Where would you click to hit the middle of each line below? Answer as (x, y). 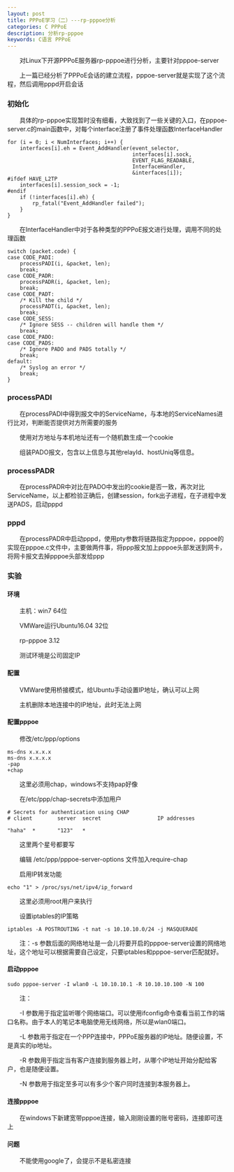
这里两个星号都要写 (47, 844)
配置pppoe (23, 722)
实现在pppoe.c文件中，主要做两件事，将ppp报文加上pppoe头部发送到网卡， (117, 548)
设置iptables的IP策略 (49, 916)
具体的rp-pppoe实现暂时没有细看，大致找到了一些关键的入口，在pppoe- (123, 120)
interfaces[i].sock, (162, 154)
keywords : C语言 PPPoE (39, 40)
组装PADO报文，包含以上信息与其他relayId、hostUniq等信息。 (109, 452)
